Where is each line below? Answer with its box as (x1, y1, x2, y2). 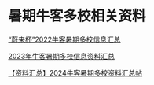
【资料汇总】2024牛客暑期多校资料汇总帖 (8, 68, 143, 77)
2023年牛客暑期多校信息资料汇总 (8, 51, 115, 61)
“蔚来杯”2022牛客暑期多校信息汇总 (8, 35, 121, 44)
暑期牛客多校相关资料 (8, 7, 147, 25)
